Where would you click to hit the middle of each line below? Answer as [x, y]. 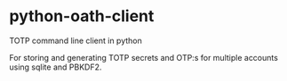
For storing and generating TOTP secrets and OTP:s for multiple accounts [143, 57]
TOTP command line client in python [76, 40]
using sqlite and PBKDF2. [56, 67]
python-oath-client [82, 16]
